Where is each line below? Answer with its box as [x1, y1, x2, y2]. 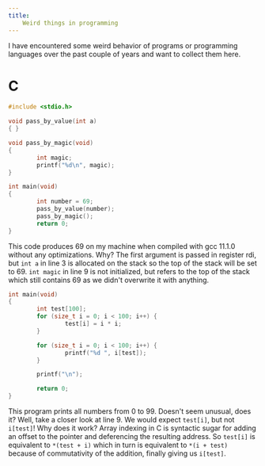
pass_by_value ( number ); [36, 205, 115, 213]
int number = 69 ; [36, 197, 93, 206]
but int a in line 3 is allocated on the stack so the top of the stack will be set [8, 258, 257, 268]
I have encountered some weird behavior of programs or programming [8, 40, 238, 50]
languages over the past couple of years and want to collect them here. [8, 49, 241, 59]
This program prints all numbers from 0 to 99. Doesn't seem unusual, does [8, 407, 252, 416]
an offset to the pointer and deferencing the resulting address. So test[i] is [8, 432, 256, 441]
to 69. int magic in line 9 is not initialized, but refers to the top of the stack [8, 266, 251, 276]
